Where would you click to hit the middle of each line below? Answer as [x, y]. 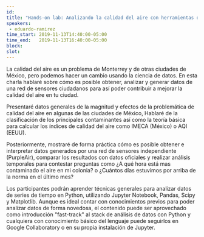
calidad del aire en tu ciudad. [42, 94]
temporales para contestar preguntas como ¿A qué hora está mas [89, 164]
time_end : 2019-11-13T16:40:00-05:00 [57, 40]
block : [15, 46]
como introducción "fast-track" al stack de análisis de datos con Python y [99, 214]
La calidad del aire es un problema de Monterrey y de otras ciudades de [96, 69]
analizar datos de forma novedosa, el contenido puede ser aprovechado [97, 208]
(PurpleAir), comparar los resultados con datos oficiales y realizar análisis [98, 157]
